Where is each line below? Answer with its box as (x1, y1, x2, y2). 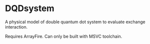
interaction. (5, 24, 28, 29)
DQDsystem (5, 3, 55, 14)
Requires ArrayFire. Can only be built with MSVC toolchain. (5, 33, 122, 39)
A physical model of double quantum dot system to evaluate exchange (5, 19, 146, 25)
